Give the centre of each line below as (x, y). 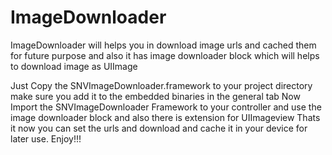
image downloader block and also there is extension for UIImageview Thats (165, 117)
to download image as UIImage (74, 66)
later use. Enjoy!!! (46, 138)
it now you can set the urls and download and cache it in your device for (159, 128)
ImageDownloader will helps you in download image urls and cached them (163, 45)
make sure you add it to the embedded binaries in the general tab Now (155, 96)
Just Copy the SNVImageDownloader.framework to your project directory (161, 85)
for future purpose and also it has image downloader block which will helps (165, 55)
